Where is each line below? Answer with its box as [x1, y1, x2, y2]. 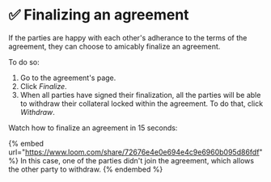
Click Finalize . [19, 81, 67, 91]
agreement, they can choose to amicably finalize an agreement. [8, 41, 221, 51]
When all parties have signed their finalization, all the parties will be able [19, 90, 261, 99]
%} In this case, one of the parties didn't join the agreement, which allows [8, 155, 255, 165]
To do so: [8, 57, 40, 66]
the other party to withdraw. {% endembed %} [8, 164, 163, 174]
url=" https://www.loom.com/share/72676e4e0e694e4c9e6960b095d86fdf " [8, 147, 263, 157]
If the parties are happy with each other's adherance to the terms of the [8, 32, 248, 42]
